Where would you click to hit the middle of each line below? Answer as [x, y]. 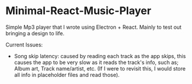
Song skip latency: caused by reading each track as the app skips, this [100, 56]
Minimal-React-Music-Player [79, 11]
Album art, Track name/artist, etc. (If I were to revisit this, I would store [100, 68]
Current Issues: [24, 45]
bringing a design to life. [35, 33]
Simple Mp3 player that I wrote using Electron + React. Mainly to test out [94, 27]
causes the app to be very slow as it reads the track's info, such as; [96, 62]
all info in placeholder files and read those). [67, 75]
